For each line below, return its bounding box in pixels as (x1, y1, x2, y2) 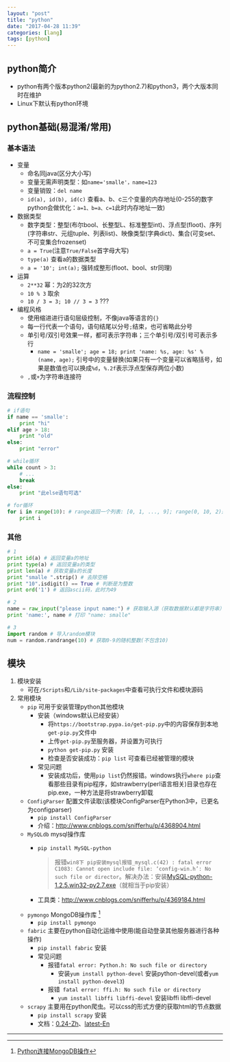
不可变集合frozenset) (27, 237, 87, 246)
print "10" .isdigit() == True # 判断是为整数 (7, 580, 133, 587)
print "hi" (19, 420, 51, 427)
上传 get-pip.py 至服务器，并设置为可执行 (47, 737, 163, 745)
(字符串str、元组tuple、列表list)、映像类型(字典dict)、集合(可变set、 (27, 229, 219, 237)
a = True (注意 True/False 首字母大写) (27, 246, 129, 255)
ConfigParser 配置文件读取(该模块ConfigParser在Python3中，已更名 (27, 797, 219, 805)
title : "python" (7, 16, 53, 23)
